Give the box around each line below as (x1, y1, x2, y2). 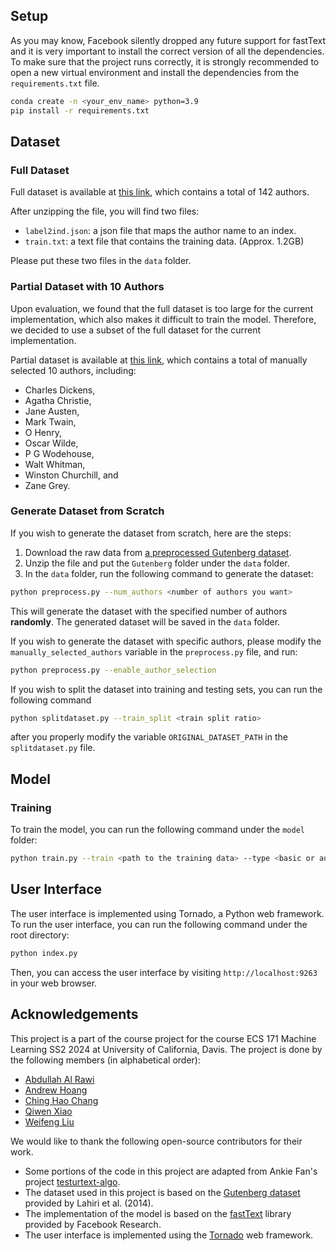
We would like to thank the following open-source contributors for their (10, 1135, 303, 1147)
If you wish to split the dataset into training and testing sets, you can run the (10, 683, 323, 695)
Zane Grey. (24, 479, 71, 491)
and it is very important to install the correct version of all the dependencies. (10, 45, 325, 57)
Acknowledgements (10, 1006, 139, 1023)
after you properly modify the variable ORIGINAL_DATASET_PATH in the (10, 731, 288, 743)
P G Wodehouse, (24, 447, 95, 459)
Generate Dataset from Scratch (10, 504, 165, 518)
